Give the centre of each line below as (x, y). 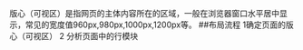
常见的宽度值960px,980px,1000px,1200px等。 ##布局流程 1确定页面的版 (159, 25)
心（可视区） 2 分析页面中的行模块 (74, 36)
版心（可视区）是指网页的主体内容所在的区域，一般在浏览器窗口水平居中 (144, 13)
